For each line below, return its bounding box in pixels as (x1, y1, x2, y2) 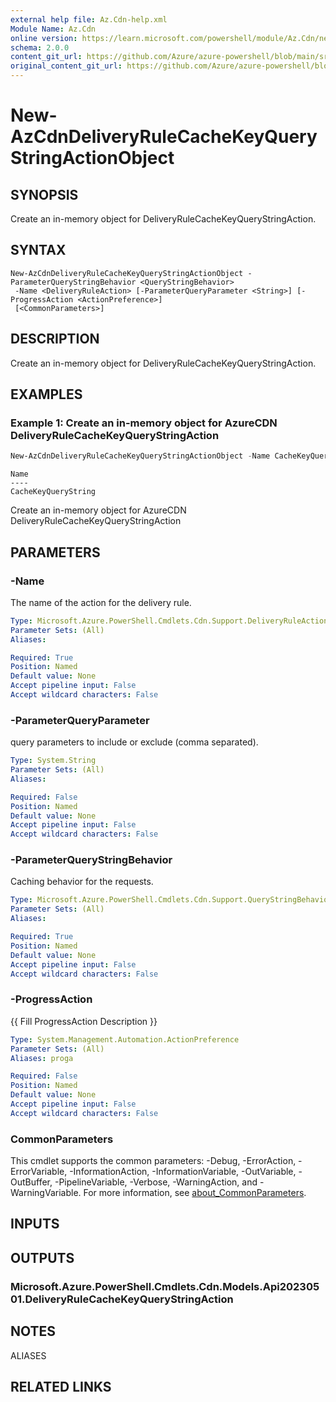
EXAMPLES (10, 386, 83, 403)
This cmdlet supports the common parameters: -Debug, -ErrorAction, (10, 1155, 297, 1167)
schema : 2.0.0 (10, 42, 70, 53)
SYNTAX (10, 242, 67, 259)
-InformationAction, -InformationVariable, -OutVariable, (69, 1166, 297, 1178)
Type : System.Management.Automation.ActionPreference (10, 1034, 240, 1045)
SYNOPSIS (10, 186, 79, 203)
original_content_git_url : (10, 61, 123, 71)
